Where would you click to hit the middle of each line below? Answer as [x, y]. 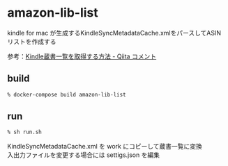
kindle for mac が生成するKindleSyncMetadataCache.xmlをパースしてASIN [114, 33]
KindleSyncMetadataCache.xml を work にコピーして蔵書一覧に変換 [105, 147]
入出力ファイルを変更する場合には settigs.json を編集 [84, 155]
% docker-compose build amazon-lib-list [67, 94]
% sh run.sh [24, 132]
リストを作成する [32, 41]
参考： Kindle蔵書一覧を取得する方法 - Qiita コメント [82, 56]
